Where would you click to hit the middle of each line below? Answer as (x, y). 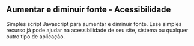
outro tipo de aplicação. (35, 36)
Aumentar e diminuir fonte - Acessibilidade (89, 10)
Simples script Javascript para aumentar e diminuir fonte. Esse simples (94, 24)
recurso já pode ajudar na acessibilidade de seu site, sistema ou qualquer (97, 30)
